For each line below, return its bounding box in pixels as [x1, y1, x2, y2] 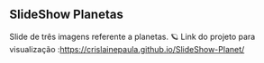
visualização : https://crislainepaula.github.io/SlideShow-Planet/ [9, 43, 245, 54]
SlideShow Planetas [9, 7, 123, 22]
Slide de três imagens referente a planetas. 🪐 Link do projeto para [9, 31, 256, 42]
